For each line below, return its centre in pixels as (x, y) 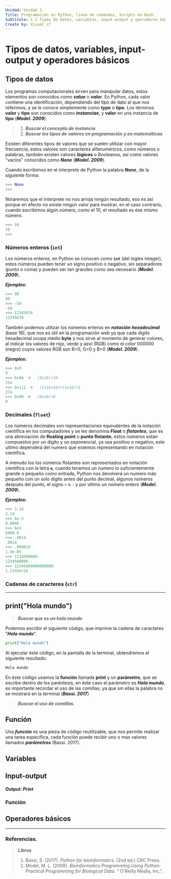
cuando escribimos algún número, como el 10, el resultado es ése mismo (82, 210)
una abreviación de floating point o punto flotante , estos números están (82, 436)
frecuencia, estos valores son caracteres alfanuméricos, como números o (82, 149)
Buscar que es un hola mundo (50, 618)
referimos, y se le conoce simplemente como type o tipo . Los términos (80, 108)
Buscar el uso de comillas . (46, 703)
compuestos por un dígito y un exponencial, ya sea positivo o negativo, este (85, 442)
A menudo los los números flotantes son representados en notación (76, 463)
